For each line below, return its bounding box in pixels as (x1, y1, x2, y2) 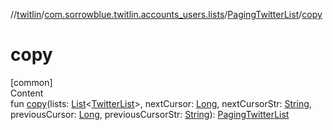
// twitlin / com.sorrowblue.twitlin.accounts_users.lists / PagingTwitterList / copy (10, 9, 323, 20)
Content (10, 87, 44, 99)
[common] (10, 76, 53, 88)
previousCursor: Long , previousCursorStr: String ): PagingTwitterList (10, 108, 290, 120)
